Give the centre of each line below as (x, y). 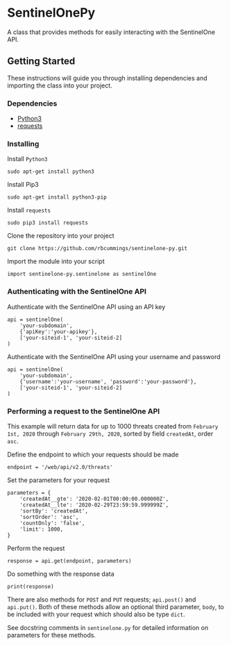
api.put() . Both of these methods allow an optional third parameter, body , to (115, 606)
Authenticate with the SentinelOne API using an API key (86, 306)
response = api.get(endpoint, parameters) (69, 561)
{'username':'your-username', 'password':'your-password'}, (108, 381)
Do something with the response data (61, 574)
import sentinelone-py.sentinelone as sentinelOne (82, 274)
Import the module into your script (56, 261)
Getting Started (41, 61)
